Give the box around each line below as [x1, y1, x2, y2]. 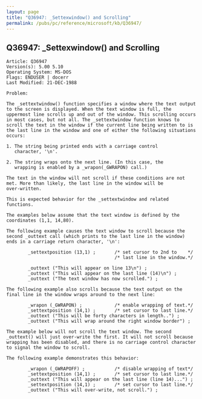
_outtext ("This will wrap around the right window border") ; [28, 318, 191, 325]
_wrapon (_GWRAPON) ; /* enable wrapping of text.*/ [28, 302, 194, 309]
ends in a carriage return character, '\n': [6, 239, 120, 245]
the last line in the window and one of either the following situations [6, 128, 197, 134]
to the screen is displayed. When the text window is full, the [6, 107, 172, 113]
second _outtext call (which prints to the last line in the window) [6, 234, 186, 240]
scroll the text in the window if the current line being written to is [6, 122, 194, 128]
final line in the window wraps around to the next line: [6, 292, 155, 298]
